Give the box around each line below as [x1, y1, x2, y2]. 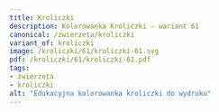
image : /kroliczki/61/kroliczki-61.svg [9, 47, 160, 56]
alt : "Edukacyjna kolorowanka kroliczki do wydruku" [9, 89, 212, 98]
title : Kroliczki [9, 13, 75, 23]
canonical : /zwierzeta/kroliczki [9, 30, 135, 39]
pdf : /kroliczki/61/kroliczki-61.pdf [9, 55, 151, 64]
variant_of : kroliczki [9, 38, 95, 48]
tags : [9, 64, 30, 73]
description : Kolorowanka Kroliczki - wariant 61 [9, 22, 200, 31]
